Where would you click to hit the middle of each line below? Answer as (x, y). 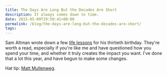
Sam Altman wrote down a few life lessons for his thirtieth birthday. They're (83, 42)
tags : (11, 28)
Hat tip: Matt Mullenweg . (30, 68)
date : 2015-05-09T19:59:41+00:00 (40, 19)
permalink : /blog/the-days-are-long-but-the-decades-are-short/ (73, 24)
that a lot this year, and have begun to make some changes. (67, 58)
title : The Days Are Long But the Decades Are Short (61, 10)
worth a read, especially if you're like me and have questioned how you (78, 48)
